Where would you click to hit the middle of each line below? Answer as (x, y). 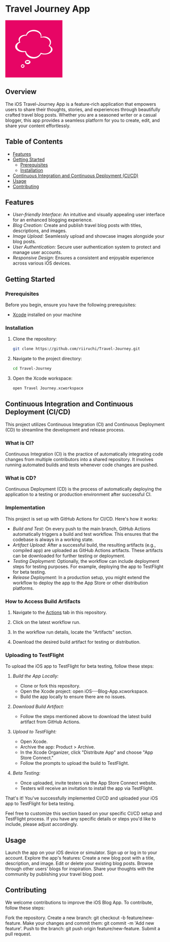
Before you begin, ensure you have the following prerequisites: (71, 305)
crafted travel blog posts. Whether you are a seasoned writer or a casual (81, 115)
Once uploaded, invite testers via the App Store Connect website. (89, 783)
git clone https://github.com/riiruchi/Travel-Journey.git (76, 349)
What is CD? (21, 478)
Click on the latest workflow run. (46, 622)
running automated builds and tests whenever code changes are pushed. (82, 465)
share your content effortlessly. (38, 126)
